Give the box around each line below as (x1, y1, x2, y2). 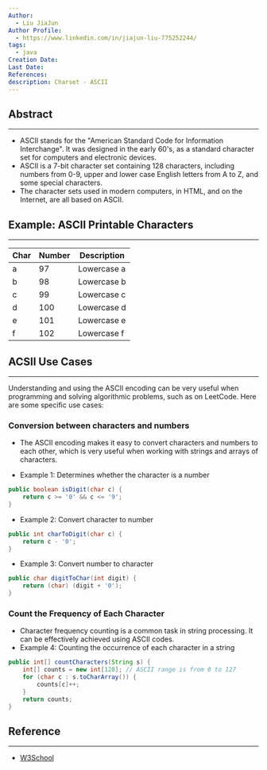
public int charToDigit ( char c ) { (8, 529, 123, 538)
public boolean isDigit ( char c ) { (8, 486, 123, 494)
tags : (8, 41, 26, 49)
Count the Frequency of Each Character (8, 608, 165, 619)
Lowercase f (78, 328, 125, 339)
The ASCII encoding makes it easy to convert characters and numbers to (19, 438, 258, 448)
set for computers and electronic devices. (19, 152, 157, 163)
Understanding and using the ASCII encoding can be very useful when (8, 383, 239, 393)
